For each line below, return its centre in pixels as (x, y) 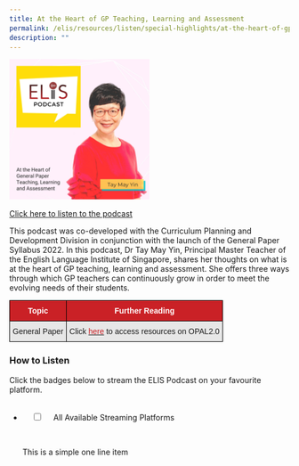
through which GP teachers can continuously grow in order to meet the (139, 278)
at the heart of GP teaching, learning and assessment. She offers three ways (149, 269)
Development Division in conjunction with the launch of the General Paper (145, 241)
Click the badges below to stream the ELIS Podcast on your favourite (135, 380)
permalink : (29, 28)
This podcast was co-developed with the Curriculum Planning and (130, 231)
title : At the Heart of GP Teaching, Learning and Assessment (127, 19)
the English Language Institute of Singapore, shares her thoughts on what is (148, 259)
